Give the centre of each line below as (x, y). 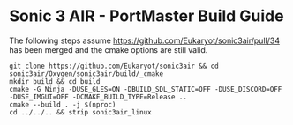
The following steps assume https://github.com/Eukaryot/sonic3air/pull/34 (145, 40)
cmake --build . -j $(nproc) (63, 104)
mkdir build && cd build (55, 81)
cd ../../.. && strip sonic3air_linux (80, 112)
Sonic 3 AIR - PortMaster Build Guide (146, 16)
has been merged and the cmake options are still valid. (109, 49)
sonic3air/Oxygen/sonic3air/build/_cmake (86, 74)
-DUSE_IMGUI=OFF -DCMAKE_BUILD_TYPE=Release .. (98, 97)
